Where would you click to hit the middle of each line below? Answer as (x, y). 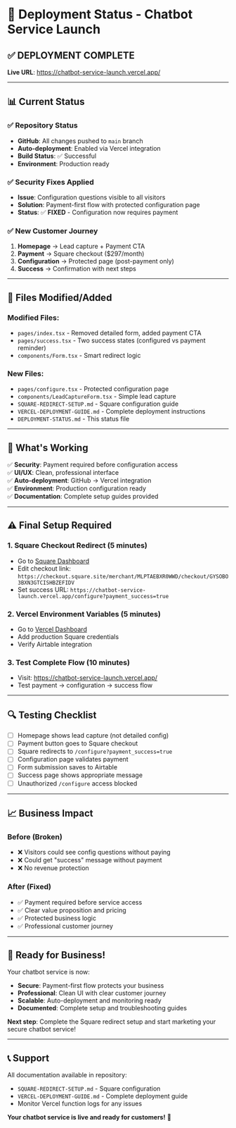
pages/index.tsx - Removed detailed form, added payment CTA (109, 333)
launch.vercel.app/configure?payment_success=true (93, 596)
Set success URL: (43, 589)
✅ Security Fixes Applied (51, 182)
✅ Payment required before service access (80, 902)
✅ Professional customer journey (65, 926)
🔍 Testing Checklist (52, 715)
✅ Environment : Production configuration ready (77, 488)
